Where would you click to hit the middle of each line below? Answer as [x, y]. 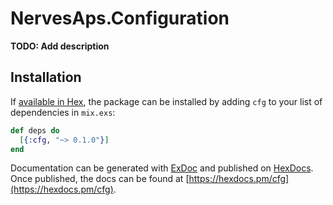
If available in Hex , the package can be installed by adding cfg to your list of [166, 101]
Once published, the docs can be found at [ [100, 179]
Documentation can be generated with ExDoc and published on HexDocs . [162, 168]
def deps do [35, 130]
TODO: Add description [60, 46]
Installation [46, 77]
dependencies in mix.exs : [63, 112]
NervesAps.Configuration [120, 18]
